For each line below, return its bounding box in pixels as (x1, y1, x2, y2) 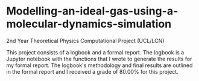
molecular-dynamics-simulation (6, 17, 172, 31)
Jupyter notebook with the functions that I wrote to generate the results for (6, 55, 192, 62)
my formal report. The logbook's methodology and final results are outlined (6, 62, 193, 69)
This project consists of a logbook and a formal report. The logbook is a (6, 48, 185, 56)
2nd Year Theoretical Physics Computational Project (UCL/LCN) (6, 37, 165, 44)
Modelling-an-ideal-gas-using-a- (6, 4, 178, 18)
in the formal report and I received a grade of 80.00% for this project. (6, 68, 179, 75)
